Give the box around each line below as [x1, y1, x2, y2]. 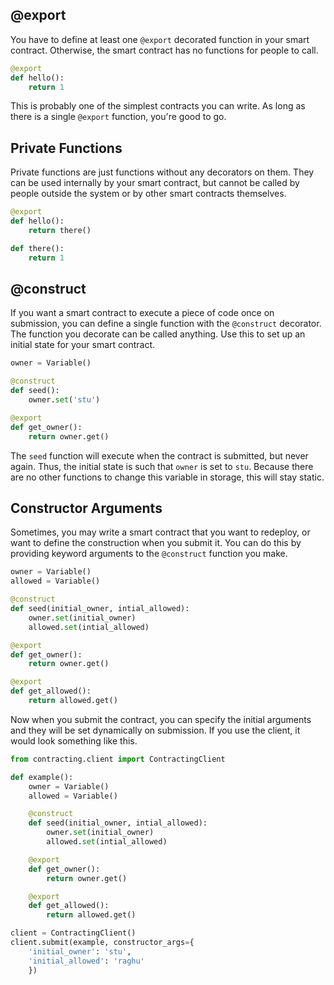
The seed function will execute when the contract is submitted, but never [10, 449, 309, 462]
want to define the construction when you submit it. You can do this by [10, 537, 302, 549]
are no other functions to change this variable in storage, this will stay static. [10, 471, 325, 483]
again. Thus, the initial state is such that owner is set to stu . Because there [10, 460, 314, 472]
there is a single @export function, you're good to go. [10, 111, 227, 123]
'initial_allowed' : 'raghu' [28, 956, 145, 966]
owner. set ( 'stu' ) [28, 395, 101, 405]
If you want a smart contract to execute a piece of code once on [10, 307, 275, 319]
